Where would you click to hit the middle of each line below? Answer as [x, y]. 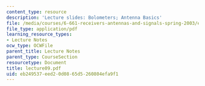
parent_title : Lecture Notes [43, 51]
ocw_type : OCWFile [30, 46]
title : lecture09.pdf [34, 68]
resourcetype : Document [37, 62]
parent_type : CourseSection [42, 57]
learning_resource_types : [39, 35]
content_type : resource [37, 12]
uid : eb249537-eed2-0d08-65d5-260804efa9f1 [63, 74]
